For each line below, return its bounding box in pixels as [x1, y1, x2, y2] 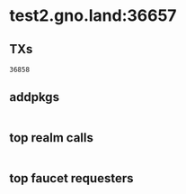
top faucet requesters [9, 171, 134, 186]
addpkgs [9, 89, 60, 105]
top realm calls [9, 130, 94, 145]
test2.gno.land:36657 [9, 5, 177, 26]
